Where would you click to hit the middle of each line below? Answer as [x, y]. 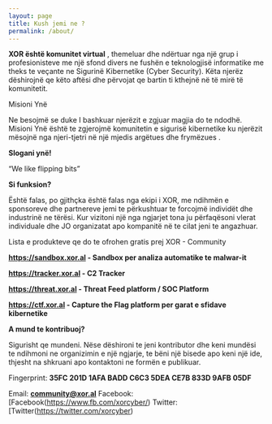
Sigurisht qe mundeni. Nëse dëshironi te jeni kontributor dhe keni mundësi [132, 345]
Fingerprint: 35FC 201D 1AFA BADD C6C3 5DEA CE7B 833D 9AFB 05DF [130, 378]
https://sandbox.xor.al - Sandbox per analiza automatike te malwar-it [127, 257]
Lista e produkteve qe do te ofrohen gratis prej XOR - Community [117, 242]
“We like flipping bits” [44, 169]
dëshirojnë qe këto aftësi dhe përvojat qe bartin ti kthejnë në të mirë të [126, 80]
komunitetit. [28, 89]
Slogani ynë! [30, 153]
